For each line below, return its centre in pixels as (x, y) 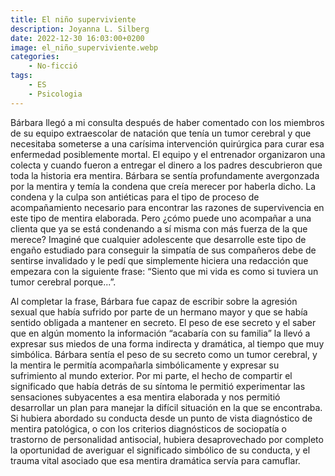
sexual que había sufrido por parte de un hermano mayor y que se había (159, 312)
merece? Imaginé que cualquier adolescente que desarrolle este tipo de (158, 239)
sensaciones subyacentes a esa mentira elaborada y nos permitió (145, 397)
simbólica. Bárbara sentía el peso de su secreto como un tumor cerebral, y (164, 354)
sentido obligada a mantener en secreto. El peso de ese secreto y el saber (163, 322)
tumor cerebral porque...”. (63, 282)
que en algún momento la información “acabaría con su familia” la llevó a (160, 333)
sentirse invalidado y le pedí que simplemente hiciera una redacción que (159, 260)
